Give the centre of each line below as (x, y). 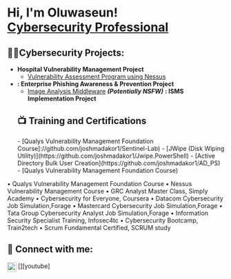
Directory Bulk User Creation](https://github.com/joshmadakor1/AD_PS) (119, 163)
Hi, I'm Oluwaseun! (63, 13)
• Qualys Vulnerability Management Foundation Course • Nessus (100, 183)
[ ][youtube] (34, 266)
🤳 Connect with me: (50, 249)
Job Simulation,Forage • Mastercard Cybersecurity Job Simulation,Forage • (115, 205)
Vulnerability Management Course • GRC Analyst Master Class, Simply (108, 191)
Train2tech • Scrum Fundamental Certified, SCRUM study (89, 227)
